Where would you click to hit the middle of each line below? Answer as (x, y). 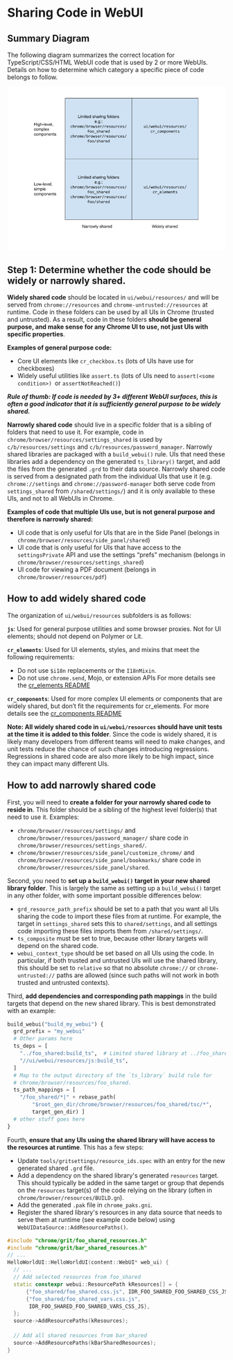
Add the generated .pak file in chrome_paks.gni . (85, 1205)
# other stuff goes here (49, 1119)
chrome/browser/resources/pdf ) (62, 576)
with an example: (32, 1010)
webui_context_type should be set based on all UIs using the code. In (115, 953)
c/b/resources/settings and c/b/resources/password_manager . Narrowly (110, 447)
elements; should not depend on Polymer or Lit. (75, 636)
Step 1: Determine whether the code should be (109, 269)
